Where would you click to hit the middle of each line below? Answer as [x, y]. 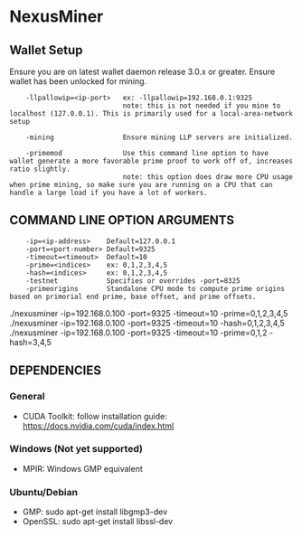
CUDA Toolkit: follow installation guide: [94, 416]
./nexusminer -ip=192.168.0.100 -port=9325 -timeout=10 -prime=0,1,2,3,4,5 [149, 313]
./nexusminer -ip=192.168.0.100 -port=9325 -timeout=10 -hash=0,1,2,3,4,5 [147, 323]
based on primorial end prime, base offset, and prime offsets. [133, 296]
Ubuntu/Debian [44, 492]
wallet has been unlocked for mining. [78, 81]
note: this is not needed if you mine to [202, 106]
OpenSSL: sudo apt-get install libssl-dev [98, 522]
